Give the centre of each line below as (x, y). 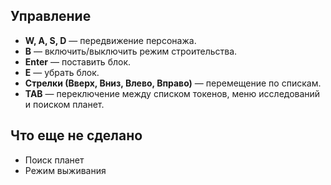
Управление (51, 16)
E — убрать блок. (62, 72)
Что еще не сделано (76, 135)
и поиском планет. (64, 104)
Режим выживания (65, 170)
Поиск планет (54, 160)
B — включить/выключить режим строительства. (131, 51)
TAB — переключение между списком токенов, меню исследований (172, 93)
